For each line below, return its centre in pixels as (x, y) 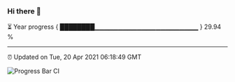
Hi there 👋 (24, 11)
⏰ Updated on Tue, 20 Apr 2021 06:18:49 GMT (74, 57)
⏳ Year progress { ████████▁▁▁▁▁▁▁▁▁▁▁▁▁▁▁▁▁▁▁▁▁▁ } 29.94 (114, 27)
